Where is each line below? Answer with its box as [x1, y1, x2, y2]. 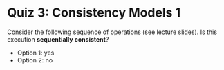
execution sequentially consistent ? [7, 35, 109, 43]
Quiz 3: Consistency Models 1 [7, 5, 181, 21]
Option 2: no [17, 55, 53, 64]
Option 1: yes [17, 49, 55, 57]
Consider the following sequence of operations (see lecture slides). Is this [7, 28, 218, 36]
